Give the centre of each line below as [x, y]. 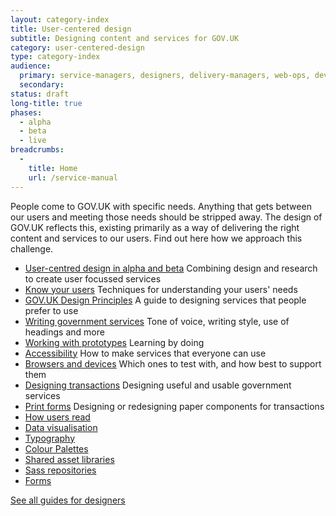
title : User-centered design [71, 29]
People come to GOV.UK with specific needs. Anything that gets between [161, 206]
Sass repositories [60, 470]
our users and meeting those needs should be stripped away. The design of [166, 217]
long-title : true [46, 103]
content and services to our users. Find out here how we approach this [156, 238]
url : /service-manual [73, 177]
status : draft [40, 94]
